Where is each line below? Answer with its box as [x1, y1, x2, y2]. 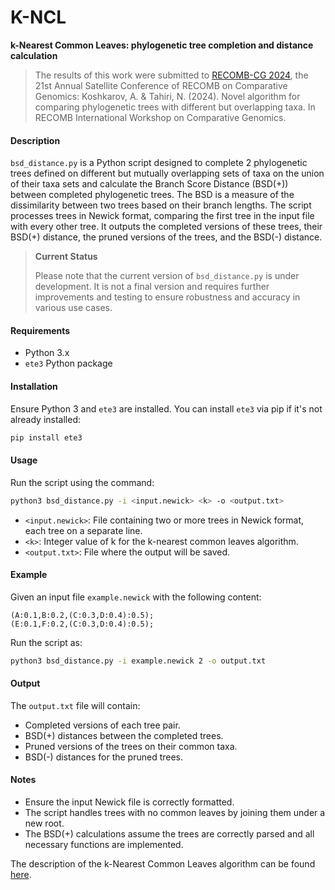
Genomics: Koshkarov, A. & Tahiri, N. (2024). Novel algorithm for [34, 90, 301, 102]
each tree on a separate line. [24, 524, 143, 536]
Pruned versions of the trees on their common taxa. [24, 740, 238, 752]
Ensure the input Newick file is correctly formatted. [24, 796, 235, 808]
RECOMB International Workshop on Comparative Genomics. [34, 111, 287, 123]
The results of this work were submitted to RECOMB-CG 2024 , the [34, 69, 309, 81]
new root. [24, 817, 65, 829]
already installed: [10, 413, 82, 425]
